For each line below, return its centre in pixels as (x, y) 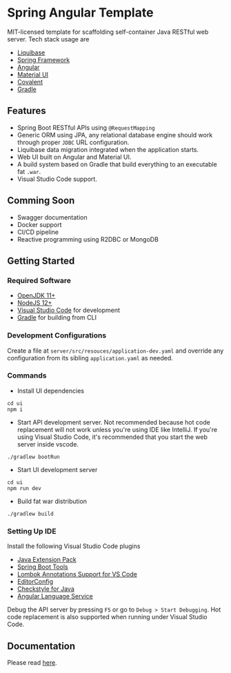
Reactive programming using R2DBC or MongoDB (88, 239)
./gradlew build (30, 514)
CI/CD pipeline (38, 232)
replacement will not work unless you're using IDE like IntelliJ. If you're (117, 429)
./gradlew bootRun (33, 457)
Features (27, 111)
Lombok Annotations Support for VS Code (77, 574)
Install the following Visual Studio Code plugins (74, 546)
